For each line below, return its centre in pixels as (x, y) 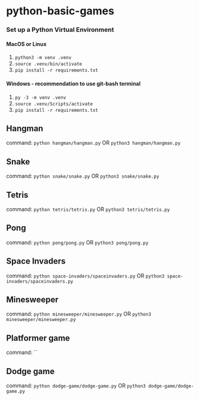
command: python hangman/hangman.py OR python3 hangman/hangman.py (94, 143)
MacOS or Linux (26, 44)
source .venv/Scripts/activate (54, 104)
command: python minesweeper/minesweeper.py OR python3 (79, 314)
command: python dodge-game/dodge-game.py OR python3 (76, 386)
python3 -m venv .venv (43, 58)
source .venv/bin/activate (48, 64)
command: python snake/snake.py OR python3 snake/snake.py (83, 176)
